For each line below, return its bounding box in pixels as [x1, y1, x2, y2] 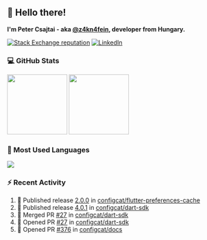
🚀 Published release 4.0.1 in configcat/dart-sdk [16, 203, 149, 211]
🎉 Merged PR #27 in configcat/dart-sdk [16, 211, 129, 219]
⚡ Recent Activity [7, 178, 66, 187]
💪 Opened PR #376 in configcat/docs [16, 225, 123, 233]
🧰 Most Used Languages [7, 145, 90, 155]
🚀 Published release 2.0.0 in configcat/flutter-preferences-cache [16, 196, 201, 204]
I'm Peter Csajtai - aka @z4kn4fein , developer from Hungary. [7, 25, 186, 33]
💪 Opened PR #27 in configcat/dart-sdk [16, 217, 129, 226]
